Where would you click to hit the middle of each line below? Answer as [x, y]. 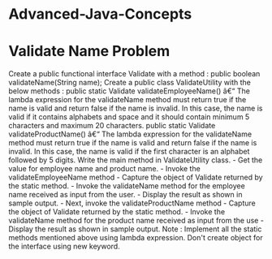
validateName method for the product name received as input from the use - [136, 221]
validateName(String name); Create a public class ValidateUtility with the [130, 83]
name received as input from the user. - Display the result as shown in [125, 195]
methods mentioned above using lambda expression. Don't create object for [136, 238]
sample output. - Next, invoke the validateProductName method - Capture [132, 203]
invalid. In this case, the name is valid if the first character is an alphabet [129, 152]
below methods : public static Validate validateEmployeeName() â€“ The [129, 91]
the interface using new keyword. [64, 246]
